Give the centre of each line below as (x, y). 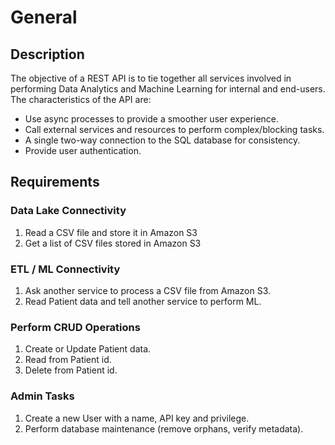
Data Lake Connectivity (68, 211)
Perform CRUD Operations (75, 327)
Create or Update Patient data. (88, 349)
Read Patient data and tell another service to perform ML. (143, 301)
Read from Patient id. (68, 360)
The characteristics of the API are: (81, 99)
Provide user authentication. (83, 150)
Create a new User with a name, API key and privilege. (137, 418)
